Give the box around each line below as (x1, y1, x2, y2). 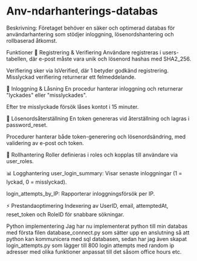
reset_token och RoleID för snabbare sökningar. (6, 210, 124, 218)
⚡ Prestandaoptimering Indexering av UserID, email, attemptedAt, (6, 202, 169, 209)
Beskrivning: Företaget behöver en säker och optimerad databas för (6, 24, 175, 31)
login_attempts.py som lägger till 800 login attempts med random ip (6, 242, 175, 249)
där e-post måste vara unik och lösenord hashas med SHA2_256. (29, 55, 192, 62)
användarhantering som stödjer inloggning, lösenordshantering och (6, 30, 174, 37)
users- (162, 48, 179, 56)
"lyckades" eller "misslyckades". (6, 91, 88, 98)
